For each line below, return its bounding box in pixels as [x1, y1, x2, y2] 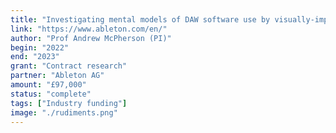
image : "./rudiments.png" [10, 107, 118, 118]
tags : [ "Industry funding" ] [10, 98, 128, 108]
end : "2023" [10, 52, 60, 62]
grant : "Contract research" [10, 61, 128, 71]
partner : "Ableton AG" [10, 71, 105, 81]
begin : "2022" [10, 42, 70, 53]
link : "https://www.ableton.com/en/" [10, 24, 168, 34]
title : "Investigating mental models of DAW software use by [10, 14, 271, 25]
